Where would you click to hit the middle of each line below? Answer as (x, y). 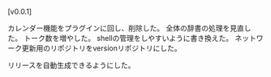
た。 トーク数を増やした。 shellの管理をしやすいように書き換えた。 (120, 38)
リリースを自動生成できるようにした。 (71, 65)
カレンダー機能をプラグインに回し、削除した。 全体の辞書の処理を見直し (129, 28)
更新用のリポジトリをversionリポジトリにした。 (101, 48)
